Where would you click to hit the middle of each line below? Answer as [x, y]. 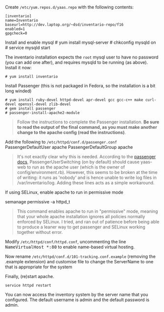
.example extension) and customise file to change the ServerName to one [79, 262]
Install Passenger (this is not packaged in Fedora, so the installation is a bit [80, 86]
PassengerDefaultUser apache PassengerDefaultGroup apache [69, 147]
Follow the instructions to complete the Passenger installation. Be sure [88, 122]
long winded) [18, 91]
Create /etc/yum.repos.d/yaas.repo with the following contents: [69, 7]
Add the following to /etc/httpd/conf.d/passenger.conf [61, 142]
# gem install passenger [30, 109]
